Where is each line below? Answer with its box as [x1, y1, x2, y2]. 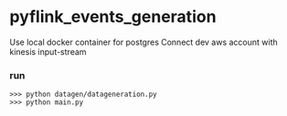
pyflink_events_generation [9, 6, 217, 27]
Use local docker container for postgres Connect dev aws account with [9, 37, 278, 47]
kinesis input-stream [9, 46, 87, 57]
